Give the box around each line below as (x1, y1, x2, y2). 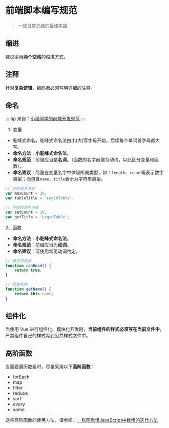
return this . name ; (14, 291, 54, 296)
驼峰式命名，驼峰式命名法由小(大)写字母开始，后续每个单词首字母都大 (12, 137, 160, 144)
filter (12, 385, 23, 391)
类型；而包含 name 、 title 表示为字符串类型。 (12, 176, 106, 182)
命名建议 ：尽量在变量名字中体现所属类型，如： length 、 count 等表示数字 (12, 170, 164, 176)
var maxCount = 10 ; (5, 191, 47, 196)
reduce (12, 390, 28, 396)
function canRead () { (5, 263, 52, 268)
